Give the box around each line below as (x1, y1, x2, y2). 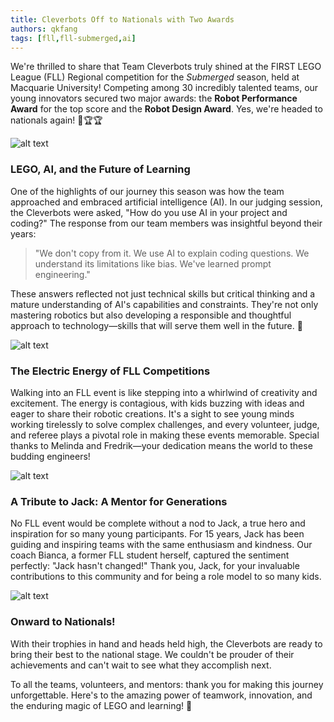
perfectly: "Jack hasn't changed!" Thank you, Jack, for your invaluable (10, 560, 300, 572)
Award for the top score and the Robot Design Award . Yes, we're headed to (10, 103, 323, 115)
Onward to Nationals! (10, 615, 116, 629)
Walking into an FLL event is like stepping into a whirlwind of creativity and (10, 386, 318, 398)
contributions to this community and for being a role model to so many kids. (10, 571, 322, 583)
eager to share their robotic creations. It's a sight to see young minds (10, 407, 295, 420)
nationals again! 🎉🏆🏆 (10, 114, 103, 126)
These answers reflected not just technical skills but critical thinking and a (10, 287, 316, 300)
